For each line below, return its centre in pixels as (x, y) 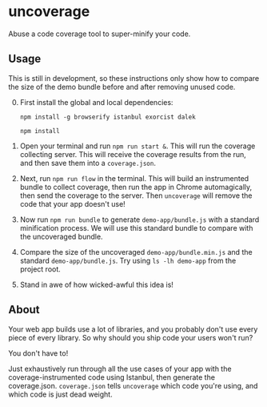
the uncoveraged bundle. (61, 236)
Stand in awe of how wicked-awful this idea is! (97, 284)
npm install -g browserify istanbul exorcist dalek (108, 117)
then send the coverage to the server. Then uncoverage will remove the (136, 195)
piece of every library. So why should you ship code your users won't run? (131, 337)
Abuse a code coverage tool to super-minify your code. (100, 34)
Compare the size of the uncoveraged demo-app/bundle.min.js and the (136, 252)
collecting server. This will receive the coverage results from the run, (133, 154)
